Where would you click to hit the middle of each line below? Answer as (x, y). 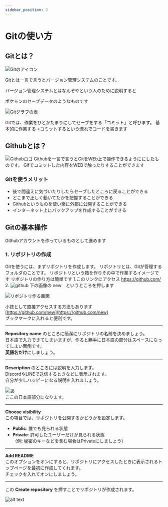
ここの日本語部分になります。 (36, 397)
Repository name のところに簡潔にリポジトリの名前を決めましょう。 (76, 333)
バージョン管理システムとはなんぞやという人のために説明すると (71, 90)
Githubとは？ (26, 146)
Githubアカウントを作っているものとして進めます (56, 240)
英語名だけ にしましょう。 (31, 352)
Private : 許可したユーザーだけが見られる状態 (58, 434)
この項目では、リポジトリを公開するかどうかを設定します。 (66, 418)
